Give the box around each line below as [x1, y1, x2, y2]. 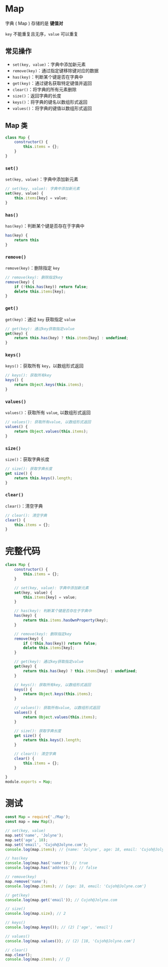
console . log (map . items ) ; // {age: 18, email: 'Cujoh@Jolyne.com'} [5, 884, 146, 889]
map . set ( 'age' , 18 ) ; [5, 838, 48, 843]
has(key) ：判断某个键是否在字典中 [12, 74, 83, 80]
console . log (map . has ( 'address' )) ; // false [5, 865, 97, 871]
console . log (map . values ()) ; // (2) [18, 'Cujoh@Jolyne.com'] [5, 938, 135, 943]
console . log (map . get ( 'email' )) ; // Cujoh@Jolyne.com [5, 897, 117, 902]
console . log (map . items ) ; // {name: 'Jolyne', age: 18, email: [5, 847, 137, 852]
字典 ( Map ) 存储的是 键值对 [5, 20, 63, 26]
